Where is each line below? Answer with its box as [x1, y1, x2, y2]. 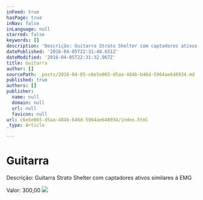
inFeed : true [6, 9, 40, 15]
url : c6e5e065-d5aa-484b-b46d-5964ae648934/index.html [6, 116, 149, 123]
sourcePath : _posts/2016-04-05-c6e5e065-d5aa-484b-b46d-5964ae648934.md [6, 71, 195, 77]
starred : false [6, 32, 45, 38]
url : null [12, 105, 37, 112]
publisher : [6, 88, 34, 95]
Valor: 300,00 [6, 187, 41, 194]
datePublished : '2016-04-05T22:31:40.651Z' [6, 49, 119, 55]
